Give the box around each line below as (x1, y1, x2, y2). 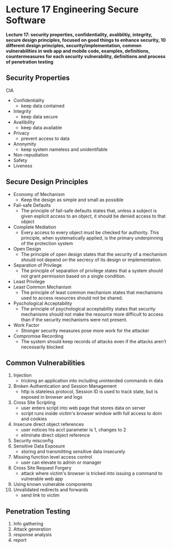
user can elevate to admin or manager (21, 459, 102, 465)
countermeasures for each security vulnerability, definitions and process (6, 53, 166, 60)
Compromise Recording (13, 332, 64, 339)
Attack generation (13, 526, 51, 532)
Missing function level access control (13, 454, 92, 460)
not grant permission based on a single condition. (21, 273, 126, 279)
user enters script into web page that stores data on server (21, 405, 146, 411)
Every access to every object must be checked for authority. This (21, 229, 159, 236)
